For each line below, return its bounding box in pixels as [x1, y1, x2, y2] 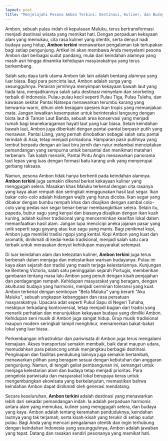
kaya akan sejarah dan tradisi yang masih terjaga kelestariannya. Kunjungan [5, 262, 161, 268]
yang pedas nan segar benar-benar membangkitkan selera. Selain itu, [15, 204, 159, 210]
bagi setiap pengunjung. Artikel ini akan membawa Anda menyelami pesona [5, 47, 161, 53]
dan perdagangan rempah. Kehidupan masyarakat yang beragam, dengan [5, 278, 157, 284]
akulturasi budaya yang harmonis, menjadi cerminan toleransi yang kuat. [5, 283, 155, 289]
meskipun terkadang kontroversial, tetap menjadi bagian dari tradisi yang [5, 304, 155, 310]
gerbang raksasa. [5, 163, 41, 169]
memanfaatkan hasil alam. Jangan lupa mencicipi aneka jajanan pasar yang [5, 220, 160, 226]
